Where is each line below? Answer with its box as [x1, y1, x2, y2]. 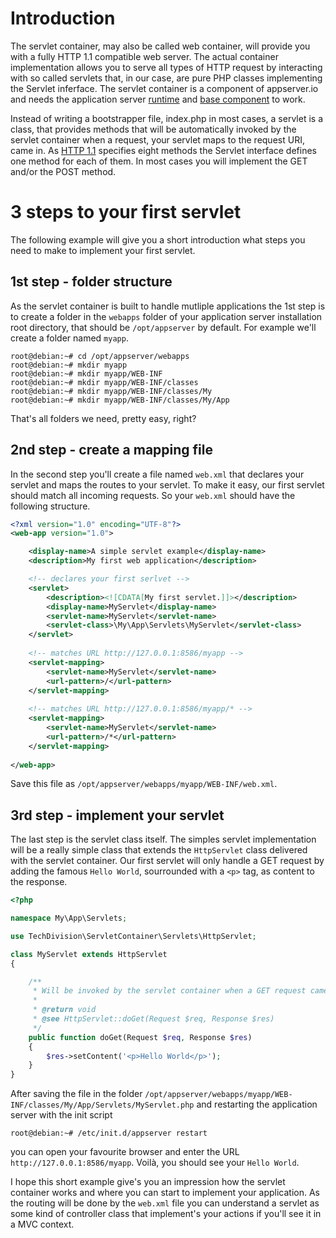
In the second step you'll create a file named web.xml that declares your [10, 468, 305, 480]
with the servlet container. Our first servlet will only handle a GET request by [10, 855, 325, 867]
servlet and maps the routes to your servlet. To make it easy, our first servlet [10, 478, 325, 491]
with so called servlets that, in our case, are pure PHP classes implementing [10, 72, 323, 84]
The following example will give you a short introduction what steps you [10, 233, 306, 246]
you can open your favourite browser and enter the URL [10, 1146, 240, 1158]
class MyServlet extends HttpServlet [10, 949, 168, 959]
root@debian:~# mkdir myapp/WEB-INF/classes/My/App [10, 395, 230, 405]
